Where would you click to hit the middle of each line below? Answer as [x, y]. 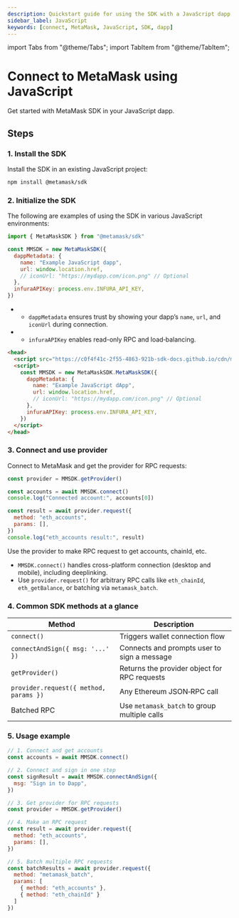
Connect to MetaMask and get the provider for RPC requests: [97, 465]
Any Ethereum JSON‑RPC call [169, 692]
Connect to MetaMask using [92, 76]
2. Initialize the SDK [42, 200]
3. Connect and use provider [58, 450]
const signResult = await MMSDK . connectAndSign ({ [83, 776]
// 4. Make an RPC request [47, 823]
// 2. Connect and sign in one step [62, 770]
